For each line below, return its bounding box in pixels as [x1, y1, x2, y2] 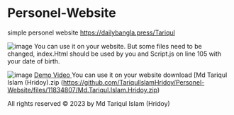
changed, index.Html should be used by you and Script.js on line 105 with [7, 49, 222, 58]
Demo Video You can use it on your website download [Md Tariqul [34, 71, 228, 79]
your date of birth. [7, 56, 60, 65]
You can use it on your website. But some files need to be [34, 42, 202, 50]
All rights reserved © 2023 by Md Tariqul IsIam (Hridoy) [7, 99, 170, 107]
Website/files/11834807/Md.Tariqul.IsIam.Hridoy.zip [7, 85, 158, 94]
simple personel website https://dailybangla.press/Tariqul [7, 28, 175, 37]
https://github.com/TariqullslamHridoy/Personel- [62, 78, 205, 86]
